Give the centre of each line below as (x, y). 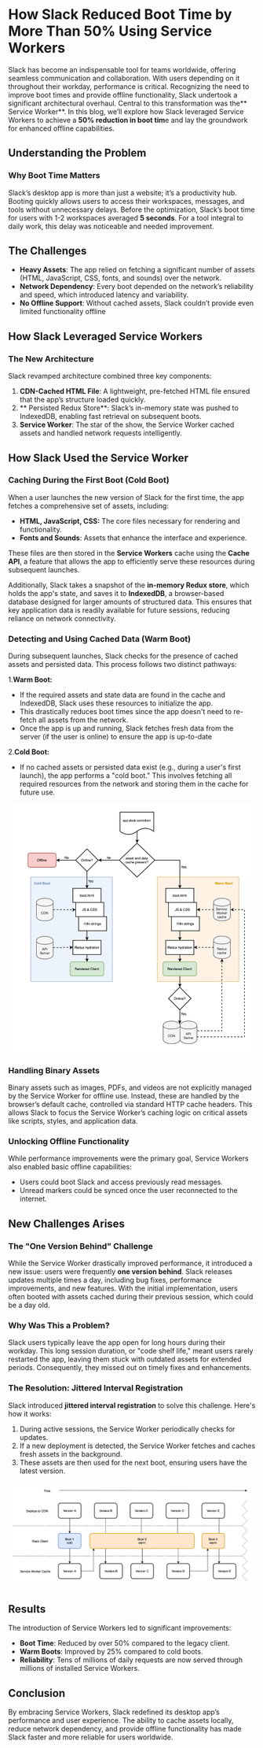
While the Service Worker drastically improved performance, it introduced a (130, 1263)
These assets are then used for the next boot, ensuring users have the (133, 1462)
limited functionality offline (62, 312)
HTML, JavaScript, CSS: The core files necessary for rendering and (130, 520)
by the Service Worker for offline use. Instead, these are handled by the (124, 1095)
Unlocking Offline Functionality (69, 1141)
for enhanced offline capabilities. (62, 128)
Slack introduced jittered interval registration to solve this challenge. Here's (132, 1405)
